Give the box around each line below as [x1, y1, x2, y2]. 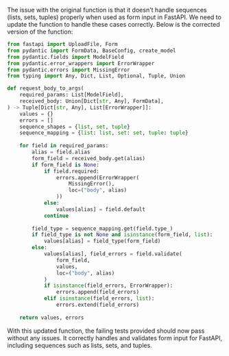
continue [43, 212, 69, 219]
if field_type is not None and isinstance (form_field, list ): [32, 231, 213, 238]
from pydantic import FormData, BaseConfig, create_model [7, 47, 176, 54]
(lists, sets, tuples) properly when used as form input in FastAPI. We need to [7, 13, 221, 21]
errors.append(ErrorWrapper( [56, 174, 139, 181]
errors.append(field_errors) [56, 289, 139, 296]
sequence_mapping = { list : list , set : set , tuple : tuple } [19, 129, 189, 136]
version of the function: [7, 27, 73, 36]
